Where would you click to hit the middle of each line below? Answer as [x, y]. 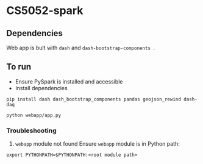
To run [19, 67]
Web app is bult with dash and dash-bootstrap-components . [81, 48]
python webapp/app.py [34, 115]
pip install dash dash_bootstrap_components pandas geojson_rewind [94, 99]
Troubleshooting [31, 130]
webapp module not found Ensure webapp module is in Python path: [97, 144]
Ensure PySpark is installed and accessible [69, 81]
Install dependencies [41, 88]
